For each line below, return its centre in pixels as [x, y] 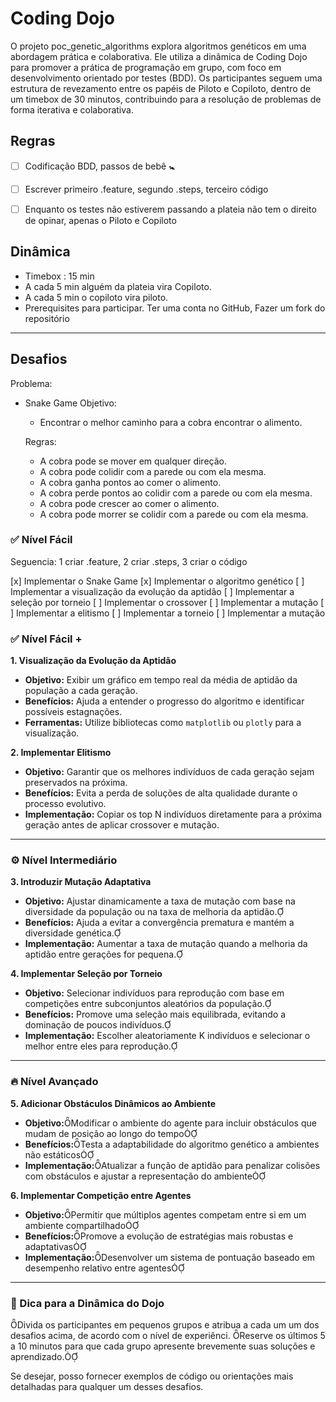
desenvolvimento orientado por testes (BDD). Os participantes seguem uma [166, 78]
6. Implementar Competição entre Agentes [101, 1195]
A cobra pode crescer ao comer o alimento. [129, 503]
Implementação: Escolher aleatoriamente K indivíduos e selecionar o [167, 1036]
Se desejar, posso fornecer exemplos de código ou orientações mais [152, 1376]
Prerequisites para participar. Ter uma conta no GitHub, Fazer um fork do [175, 308]
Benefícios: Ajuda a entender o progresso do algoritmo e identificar [164, 701]
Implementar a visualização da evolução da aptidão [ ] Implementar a [152, 591]
